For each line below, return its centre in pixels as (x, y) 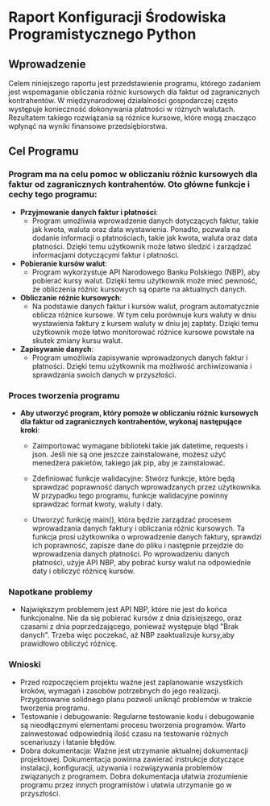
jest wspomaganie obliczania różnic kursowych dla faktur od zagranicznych (134, 92)
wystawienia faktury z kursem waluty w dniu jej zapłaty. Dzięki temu (145, 323)
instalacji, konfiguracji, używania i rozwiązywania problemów (121, 767)
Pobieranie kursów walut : (63, 263)
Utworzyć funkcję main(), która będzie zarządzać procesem (132, 519)
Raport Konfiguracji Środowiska (117, 17)
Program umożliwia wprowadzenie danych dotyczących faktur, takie (145, 221)
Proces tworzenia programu (64, 395)
